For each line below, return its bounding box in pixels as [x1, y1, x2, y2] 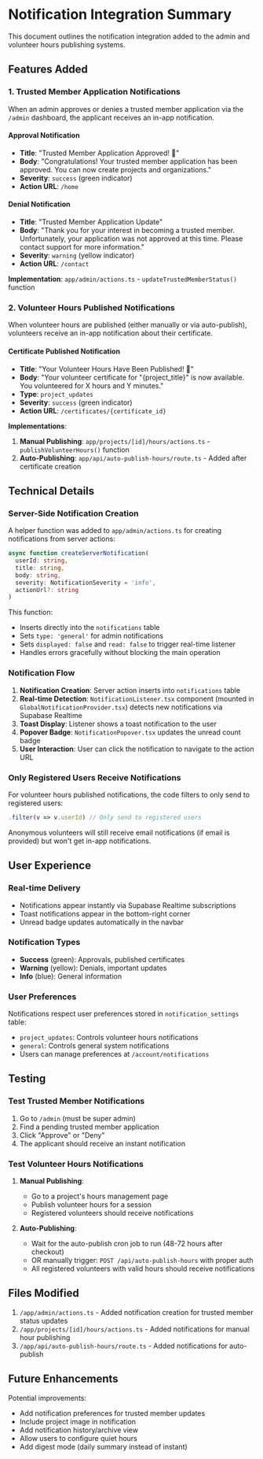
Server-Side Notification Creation [8, 508, 139, 519]
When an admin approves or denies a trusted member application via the [8, 104, 244, 113]
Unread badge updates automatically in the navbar [19, 917, 184, 927]
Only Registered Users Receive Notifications [8, 772, 182, 783]
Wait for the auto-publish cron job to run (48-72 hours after [31, 1239, 223, 1249]
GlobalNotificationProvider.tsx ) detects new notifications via [19, 702, 223, 712]
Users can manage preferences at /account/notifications [19, 1050, 210, 1059]
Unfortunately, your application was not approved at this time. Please [19, 234, 243, 243]
